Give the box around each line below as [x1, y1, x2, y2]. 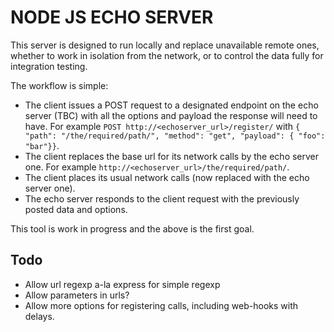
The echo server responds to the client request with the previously [24, 192, 300, 205]
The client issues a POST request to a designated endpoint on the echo [24, 99, 319, 111]
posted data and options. [24, 203, 128, 215]
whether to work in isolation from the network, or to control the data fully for [10, 49, 324, 61]
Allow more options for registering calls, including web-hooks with [24, 299, 299, 311]
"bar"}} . [24, 139, 60, 151]
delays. [24, 310, 55, 322]
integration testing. [10, 60, 88, 72]
